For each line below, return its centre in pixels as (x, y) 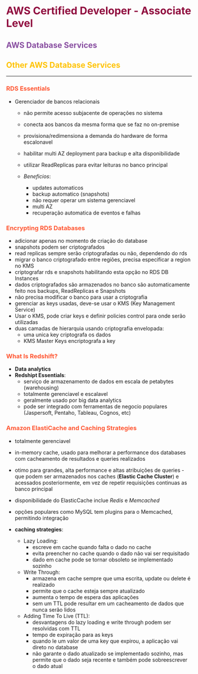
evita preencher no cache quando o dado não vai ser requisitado (111, 553)
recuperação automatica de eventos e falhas (86, 213)
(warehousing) (41, 388)
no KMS (24, 266)
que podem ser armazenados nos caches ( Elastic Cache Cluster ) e (97, 476)
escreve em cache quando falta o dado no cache (92, 547)
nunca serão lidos (54, 609)
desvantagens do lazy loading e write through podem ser (102, 622)
